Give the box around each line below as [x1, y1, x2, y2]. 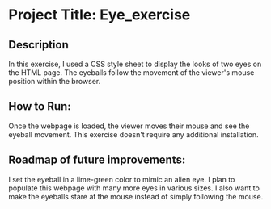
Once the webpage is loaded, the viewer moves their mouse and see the [8, 121, 250, 131]
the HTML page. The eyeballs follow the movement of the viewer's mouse [8, 68, 255, 77]
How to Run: [8, 99, 71, 114]
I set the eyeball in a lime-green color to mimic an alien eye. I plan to [8, 174, 235, 184]
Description [8, 38, 69, 52]
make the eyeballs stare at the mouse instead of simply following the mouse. [8, 191, 264, 201]
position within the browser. [8, 77, 101, 86]
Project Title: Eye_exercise [8, 6, 191, 24]
